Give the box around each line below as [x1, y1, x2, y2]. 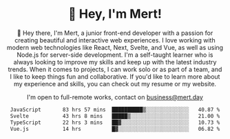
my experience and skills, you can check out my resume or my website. [13, 79, 217, 88]
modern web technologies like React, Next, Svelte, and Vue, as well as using [6, 43, 224, 51]
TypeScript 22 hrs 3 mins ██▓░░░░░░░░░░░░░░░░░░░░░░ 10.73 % [10, 119, 220, 126]
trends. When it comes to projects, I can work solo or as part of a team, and [8, 65, 222, 73]
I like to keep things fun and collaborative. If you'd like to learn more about [10, 72, 220, 81]
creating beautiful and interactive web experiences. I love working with [14, 36, 216, 44]
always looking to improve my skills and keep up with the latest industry [13, 58, 217, 66]
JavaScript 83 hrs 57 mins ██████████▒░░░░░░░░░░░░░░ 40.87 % [10, 106, 220, 113]
